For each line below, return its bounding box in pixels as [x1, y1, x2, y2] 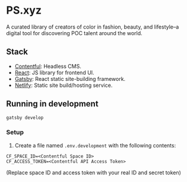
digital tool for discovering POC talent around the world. [6, 29, 142, 36]
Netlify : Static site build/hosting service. [14, 81, 113, 89]
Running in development [6, 99, 99, 109]
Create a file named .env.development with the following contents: [14, 142, 176, 149]
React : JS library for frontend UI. [14, 69, 94, 76]
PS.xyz [6, 4, 42, 17]
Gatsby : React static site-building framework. [14, 75, 126, 82]
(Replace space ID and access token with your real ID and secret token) [6, 169, 181, 176]
